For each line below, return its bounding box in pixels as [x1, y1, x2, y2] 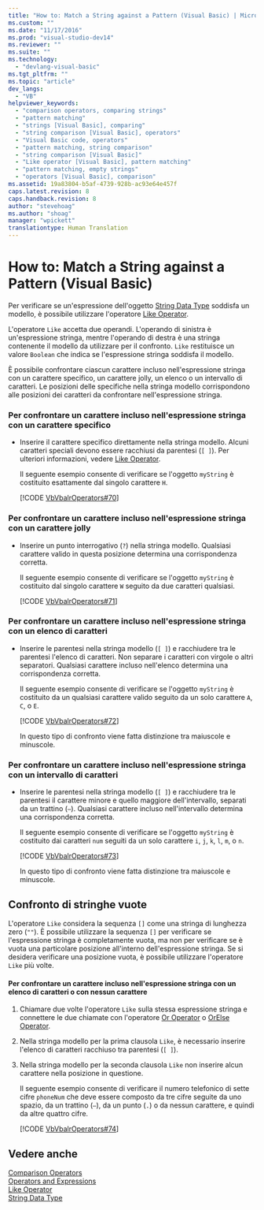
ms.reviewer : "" [8, 41, 61, 49]
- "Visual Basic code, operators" [15, 136, 128, 144]
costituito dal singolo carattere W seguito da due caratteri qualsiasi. [19, 581, 236, 590]
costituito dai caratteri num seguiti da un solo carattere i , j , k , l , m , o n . [19, 836, 244, 846]
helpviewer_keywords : [8, 99, 79, 107]
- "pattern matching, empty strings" [15, 166, 139, 173]
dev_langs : [8, 84, 44, 93]
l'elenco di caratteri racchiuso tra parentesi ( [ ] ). [19, 1045, 178, 1055]
